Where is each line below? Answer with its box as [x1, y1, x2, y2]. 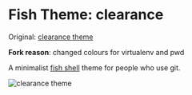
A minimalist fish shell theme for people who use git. [8, 62, 181, 73]
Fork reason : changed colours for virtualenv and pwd [8, 47, 185, 57]
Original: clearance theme [8, 32, 94, 42]
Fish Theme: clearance [8, 6, 164, 24]
